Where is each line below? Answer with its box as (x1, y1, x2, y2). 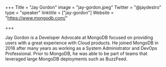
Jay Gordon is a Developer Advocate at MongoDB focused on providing (5, 35, 153, 40)
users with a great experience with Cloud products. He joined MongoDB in (5, 40, 159, 46)
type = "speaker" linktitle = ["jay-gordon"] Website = (5, 10, 114, 16)
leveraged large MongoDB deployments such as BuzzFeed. (5, 56, 128, 62)
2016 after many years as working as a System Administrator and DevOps (5, 45, 157, 51)
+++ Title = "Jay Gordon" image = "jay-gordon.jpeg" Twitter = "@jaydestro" (5, 5, 161, 10)
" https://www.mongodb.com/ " (5, 15, 68, 21)
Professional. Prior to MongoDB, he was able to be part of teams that (5, 50, 147, 56)
